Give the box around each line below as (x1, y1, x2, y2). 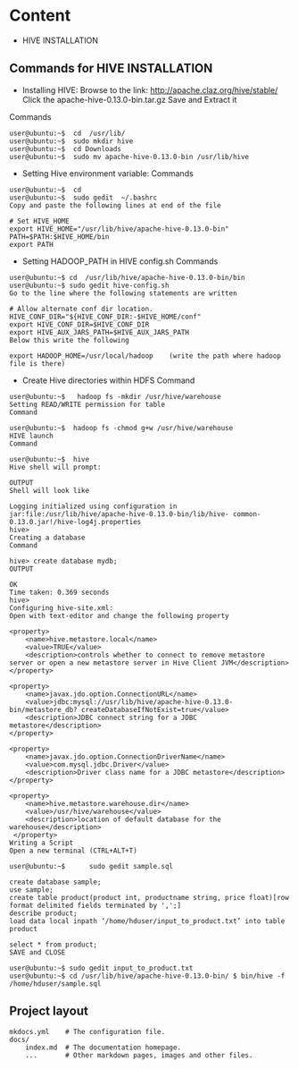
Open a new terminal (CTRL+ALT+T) (9, 846, 138, 855)
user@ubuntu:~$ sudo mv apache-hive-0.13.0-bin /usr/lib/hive (9, 152, 250, 161)
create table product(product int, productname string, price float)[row (9, 893, 290, 902)
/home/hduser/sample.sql (9, 979, 102, 988)
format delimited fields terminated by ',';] (9, 901, 181, 910)
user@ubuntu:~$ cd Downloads (9, 144, 122, 153)
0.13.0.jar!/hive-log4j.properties (9, 517, 142, 526)
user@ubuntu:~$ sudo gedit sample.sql (9, 861, 174, 870)
